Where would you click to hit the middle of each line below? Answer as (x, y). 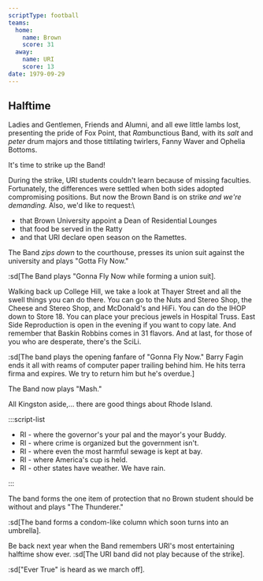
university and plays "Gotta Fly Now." (69, 261)
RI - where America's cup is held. (74, 460)
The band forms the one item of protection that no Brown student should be (131, 499)
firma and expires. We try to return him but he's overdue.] (102, 374)
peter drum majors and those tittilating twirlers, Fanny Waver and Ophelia (127, 142)
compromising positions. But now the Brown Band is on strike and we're (125, 197)
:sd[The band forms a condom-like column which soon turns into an (119, 522)
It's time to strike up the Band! (57, 165)
